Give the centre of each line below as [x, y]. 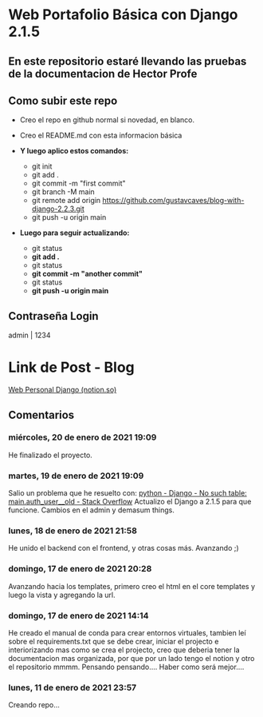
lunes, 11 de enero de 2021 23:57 [73, 687]
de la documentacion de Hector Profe [103, 74]
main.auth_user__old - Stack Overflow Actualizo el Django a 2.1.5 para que [130, 502]
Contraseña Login [53, 316]
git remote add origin [66, 201]
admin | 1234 [29, 335]
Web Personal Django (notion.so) [63, 390]
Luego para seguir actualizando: [75, 233]
